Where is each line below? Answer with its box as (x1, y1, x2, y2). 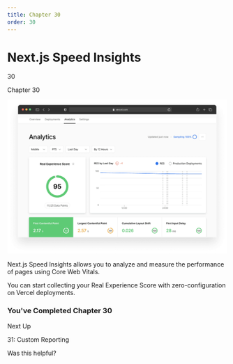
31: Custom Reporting (7, 335, 70, 344)
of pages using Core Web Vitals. (7, 268, 100, 276)
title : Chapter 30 (7, 11, 61, 18)
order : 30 (7, 18, 36, 26)
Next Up (7, 322, 31, 330)
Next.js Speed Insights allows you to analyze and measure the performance (7, 260, 225, 269)
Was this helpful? (7, 349, 57, 357)
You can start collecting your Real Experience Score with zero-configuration (7, 281, 226, 290)
